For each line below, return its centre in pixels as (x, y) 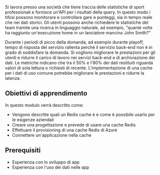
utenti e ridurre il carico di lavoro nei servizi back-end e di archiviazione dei (80, 57)
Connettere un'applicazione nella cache (52, 135)
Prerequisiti (23, 151)
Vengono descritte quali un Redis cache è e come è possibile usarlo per (83, 114)
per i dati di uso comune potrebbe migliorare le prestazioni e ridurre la (75, 73)
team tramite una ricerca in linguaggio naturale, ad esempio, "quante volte (79, 28)
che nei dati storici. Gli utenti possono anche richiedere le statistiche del (77, 22)
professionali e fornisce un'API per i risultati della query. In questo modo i (78, 12)
